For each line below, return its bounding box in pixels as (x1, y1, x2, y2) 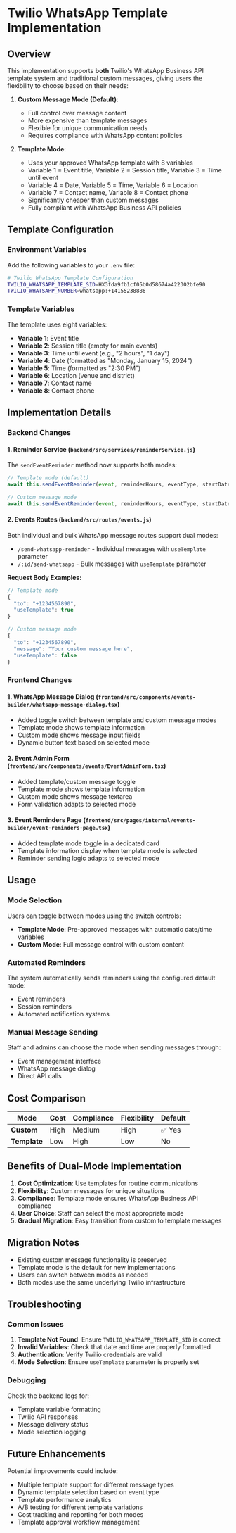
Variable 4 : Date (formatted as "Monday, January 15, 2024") (17, 356, 193, 365)
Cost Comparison (7, 1092, 86, 1104)
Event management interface (17, 1057, 102, 1066)
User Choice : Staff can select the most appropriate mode (17, 1209, 184, 1217)
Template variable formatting (17, 1405, 102, 1413)
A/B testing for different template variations (17, 1503, 143, 1511)
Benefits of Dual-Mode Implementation (7, 1160, 182, 1173)
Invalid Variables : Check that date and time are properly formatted (17, 1343, 211, 1351)
